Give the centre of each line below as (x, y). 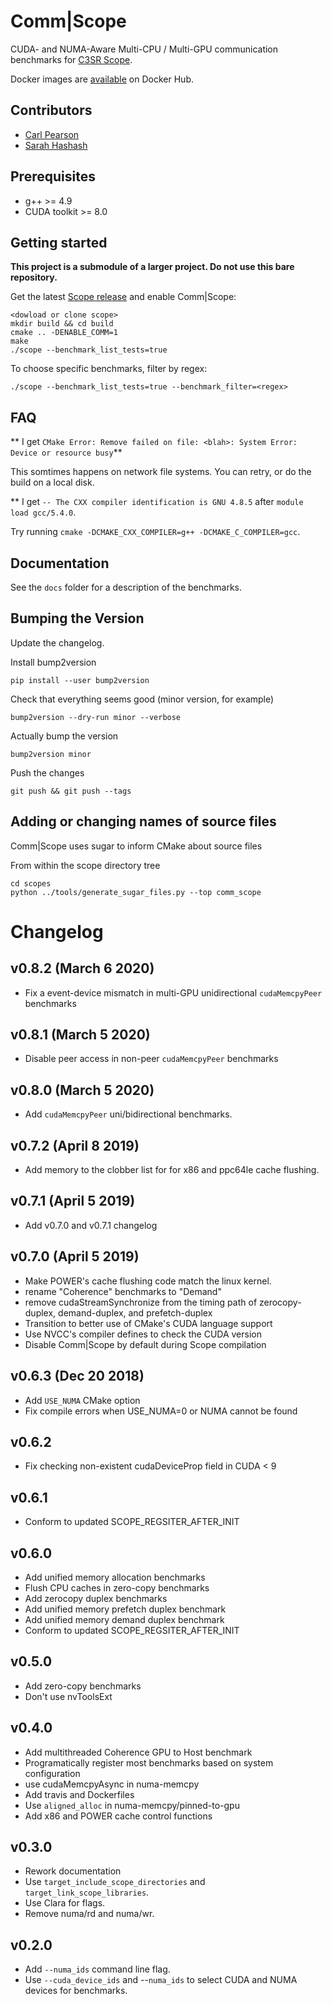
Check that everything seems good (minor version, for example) (142, 699)
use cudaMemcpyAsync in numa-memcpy (112, 1784)
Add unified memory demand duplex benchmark (124, 1619)
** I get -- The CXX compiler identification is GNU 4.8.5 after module (157, 502)
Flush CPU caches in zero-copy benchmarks (117, 1587)
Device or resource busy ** (66, 452)
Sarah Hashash (56, 145)
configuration (52, 1773)
